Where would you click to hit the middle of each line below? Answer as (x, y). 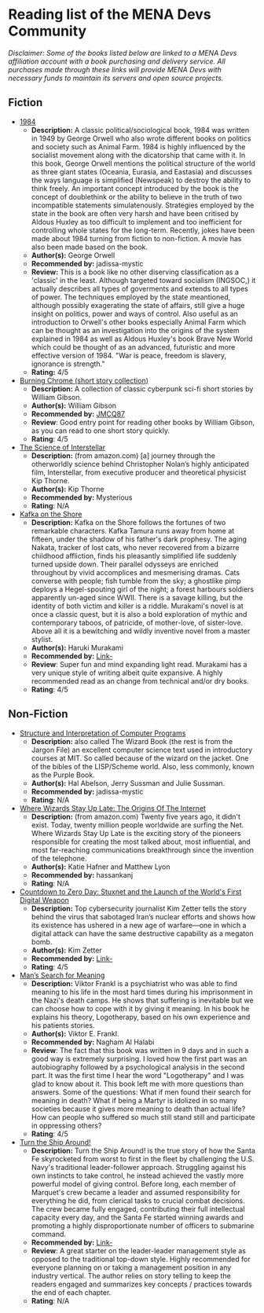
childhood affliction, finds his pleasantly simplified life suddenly (134, 556)
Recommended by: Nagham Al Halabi (93, 1042)
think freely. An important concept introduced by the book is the (135, 188)
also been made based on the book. (89, 247)
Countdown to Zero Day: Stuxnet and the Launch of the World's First (130, 891)
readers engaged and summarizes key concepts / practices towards (142, 1284)
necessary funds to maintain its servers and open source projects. (116, 78)
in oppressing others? (66, 1125)
